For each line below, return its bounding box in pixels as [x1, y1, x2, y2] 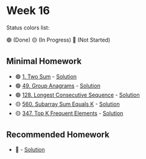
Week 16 [6, 4, 50, 18]
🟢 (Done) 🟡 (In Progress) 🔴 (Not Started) [6, 36, 111, 43]
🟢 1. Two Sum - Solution [15, 73, 77, 80]
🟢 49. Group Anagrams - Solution [15, 82, 100, 89]
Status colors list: [6, 24, 50, 31]
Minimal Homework [6, 56, 82, 67]
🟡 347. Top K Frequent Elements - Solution [15, 109, 123, 117]
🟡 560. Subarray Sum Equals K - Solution [15, 100, 120, 108]
